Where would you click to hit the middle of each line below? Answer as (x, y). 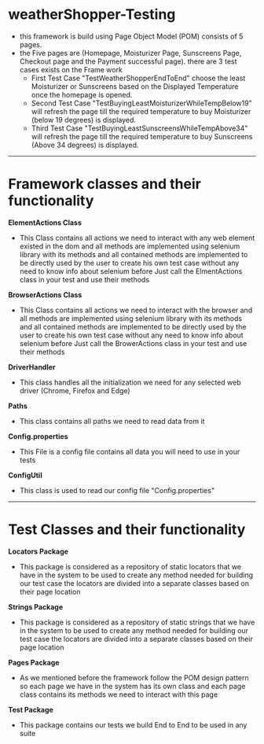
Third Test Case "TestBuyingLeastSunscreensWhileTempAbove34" (139, 128)
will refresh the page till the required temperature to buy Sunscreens (142, 136)
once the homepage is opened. (82, 94)
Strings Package (36, 606)
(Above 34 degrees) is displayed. (85, 145)
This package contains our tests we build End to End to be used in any (133, 724)
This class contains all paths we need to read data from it (112, 421)
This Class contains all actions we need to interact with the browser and (136, 310)
